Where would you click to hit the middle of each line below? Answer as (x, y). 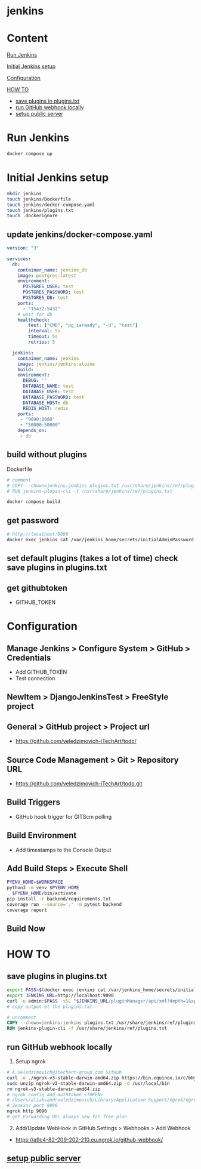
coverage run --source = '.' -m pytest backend (64, 904)
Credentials (29, 658)
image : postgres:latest (47, 276)
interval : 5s (44, 331)
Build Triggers (34, 802)
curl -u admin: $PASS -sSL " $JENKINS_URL (58, 1001)
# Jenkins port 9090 (33, 1106)
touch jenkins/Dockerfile (39, 199)
